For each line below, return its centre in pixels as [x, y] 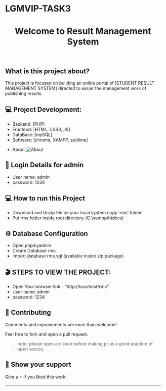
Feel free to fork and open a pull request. [47, 334]
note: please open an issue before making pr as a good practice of [85, 343]
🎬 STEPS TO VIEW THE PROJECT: [58, 272]
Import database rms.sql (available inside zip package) [68, 256]
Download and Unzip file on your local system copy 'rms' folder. [78, 213]
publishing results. [24, 93]
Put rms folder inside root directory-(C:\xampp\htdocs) [68, 218]
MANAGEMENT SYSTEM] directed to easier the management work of [76, 88]
